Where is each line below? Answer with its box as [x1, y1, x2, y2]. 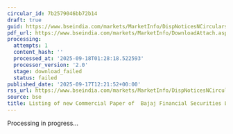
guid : [7, 23, 23, 30]
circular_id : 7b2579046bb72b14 [7, 10, 98, 17]
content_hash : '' [13, 49, 64, 56]
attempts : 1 [13, 42, 49, 49]
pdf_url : [7, 29, 33, 37]
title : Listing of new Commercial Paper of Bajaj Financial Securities [7, 100, 222, 107]
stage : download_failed [13, 68, 82, 75]
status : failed [13, 74, 58, 82]
